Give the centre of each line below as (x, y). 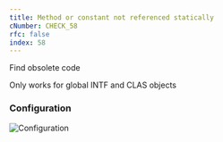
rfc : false (30, 34)
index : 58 (28, 42)
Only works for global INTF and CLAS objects (93, 85)
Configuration (40, 108)
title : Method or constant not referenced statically (112, 17)
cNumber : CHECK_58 (43, 26)
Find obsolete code (45, 68)
